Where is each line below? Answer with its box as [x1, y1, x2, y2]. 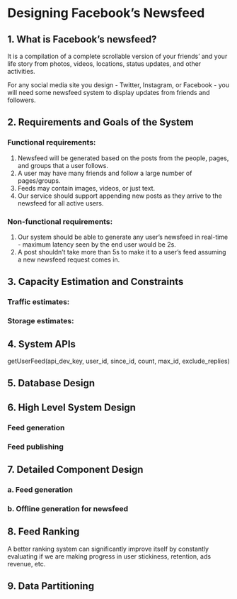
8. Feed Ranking [7, 526, 80, 538]
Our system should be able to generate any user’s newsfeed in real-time [17, 233, 229, 241]
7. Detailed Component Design [7, 464, 144, 476]
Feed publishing [7, 442, 64, 452]
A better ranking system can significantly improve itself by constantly [7, 544, 209, 553]
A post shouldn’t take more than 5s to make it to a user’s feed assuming [17, 247, 226, 256]
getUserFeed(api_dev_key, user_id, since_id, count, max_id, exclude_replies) [7, 357, 230, 366]
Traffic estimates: [7, 297, 70, 307]
